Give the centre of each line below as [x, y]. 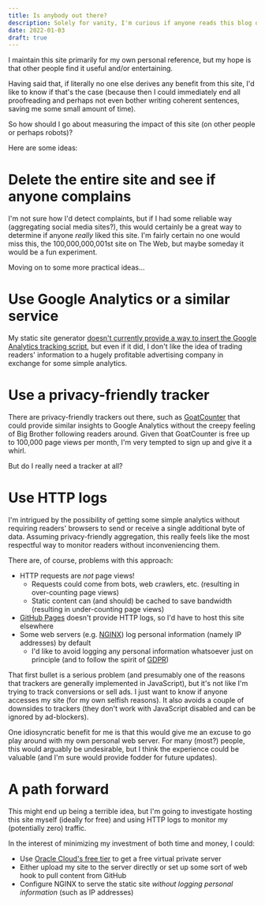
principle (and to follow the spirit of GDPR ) [100, 660]
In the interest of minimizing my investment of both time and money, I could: [131, 843]
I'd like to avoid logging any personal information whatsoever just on [142, 651]
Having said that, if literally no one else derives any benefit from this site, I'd [131, 84]
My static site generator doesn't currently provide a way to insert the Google [132, 338]
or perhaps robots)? [41, 133]
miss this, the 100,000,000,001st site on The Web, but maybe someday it [126, 244]
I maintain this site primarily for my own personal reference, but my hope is [130, 60]
